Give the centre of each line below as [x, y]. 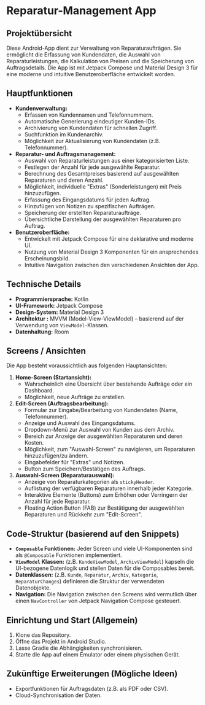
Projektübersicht [39, 33]
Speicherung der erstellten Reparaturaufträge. [83, 212]
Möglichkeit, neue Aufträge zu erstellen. [75, 397]
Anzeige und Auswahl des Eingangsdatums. [80, 423]
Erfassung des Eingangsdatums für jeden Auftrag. [88, 200]
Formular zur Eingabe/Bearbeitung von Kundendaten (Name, [101, 410]
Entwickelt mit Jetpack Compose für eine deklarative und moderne [109, 239]
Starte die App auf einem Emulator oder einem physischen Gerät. [98, 655]
